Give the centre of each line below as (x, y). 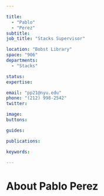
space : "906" (22, 55)
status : (16, 76)
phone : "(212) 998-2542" (36, 98)
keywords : (18, 152)
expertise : (19, 82)
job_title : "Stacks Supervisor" (46, 39)
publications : (24, 141)
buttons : (17, 120)
